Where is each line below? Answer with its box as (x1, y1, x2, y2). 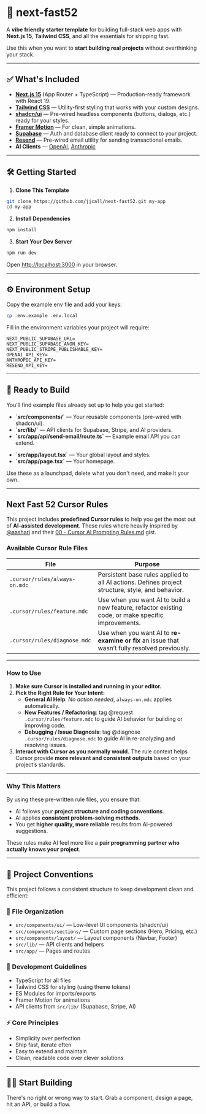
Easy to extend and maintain (15, 1047, 87, 1054)
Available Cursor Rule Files (6, 544, 88, 553)
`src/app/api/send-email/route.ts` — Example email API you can (15, 432, 181, 440)
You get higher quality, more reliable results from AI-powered (15, 821, 173, 828)
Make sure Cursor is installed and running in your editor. (15, 682, 162, 690)
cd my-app (6, 204, 32, 210)
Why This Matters (6, 782, 61, 790)
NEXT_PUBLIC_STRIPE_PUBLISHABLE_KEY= (6, 346, 103, 352)
